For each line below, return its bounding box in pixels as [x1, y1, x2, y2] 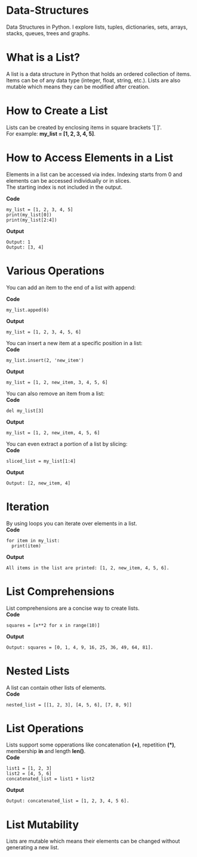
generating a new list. [6, 844, 60, 851]
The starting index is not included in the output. [6, 183, 122, 191]
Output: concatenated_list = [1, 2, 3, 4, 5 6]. [6, 798, 130, 804]
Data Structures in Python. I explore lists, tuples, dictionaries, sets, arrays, [6, 23, 188, 30]
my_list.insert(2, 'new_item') [6, 357, 84, 363]
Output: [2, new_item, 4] [6, 480, 70, 486]
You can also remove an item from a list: [6, 389, 105, 397]
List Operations [6, 721, 84, 735]
